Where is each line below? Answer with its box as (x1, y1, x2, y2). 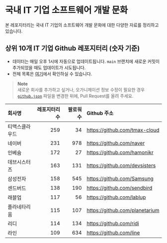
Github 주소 (86, 110, 114, 117)
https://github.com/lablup (86, 194, 146, 201)
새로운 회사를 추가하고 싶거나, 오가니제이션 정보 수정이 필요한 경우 (17, 87, 145, 93)
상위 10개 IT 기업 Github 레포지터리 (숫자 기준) (5, 44, 140, 53)
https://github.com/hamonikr (86, 149, 154, 156)
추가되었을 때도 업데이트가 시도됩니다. (12, 64, 86, 70)
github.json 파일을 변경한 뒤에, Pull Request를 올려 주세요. (17, 93, 134, 99)
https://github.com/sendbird (86, 184, 153, 191)
